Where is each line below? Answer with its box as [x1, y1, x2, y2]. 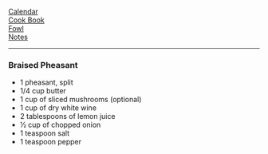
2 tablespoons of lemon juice [19, 112, 116, 121]
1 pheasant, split [19, 77, 73, 87]
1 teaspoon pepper [19, 137, 82, 147]
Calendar [8, 7, 38, 16]
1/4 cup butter [19, 86, 66, 96]
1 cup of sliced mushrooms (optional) [19, 95, 142, 105]
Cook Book [8, 15, 45, 25]
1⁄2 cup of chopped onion [19, 120, 101, 130]
